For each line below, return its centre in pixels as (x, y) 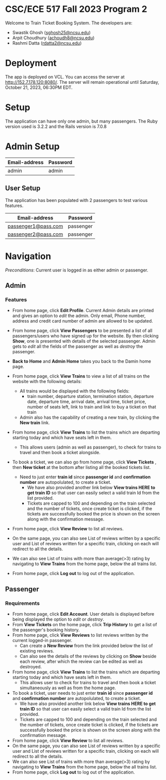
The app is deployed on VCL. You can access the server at (65, 77)
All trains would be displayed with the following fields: (75, 391)
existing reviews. (37, 650)
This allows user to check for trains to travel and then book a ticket (88, 682)
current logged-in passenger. (42, 640)
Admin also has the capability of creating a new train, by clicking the (89, 417)
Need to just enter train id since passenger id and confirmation (85, 477)
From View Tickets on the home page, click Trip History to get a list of (84, 624)
